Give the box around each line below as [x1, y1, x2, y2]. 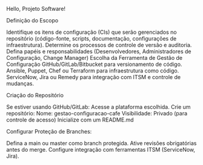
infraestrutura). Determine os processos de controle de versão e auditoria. [6, 42, 192, 48]
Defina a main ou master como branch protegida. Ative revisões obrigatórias [6, 140, 197, 147]
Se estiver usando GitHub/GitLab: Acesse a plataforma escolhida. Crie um [6, 103, 191, 111]
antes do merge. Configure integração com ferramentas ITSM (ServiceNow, [6, 146, 196, 153]
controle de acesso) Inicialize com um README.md [6, 116, 135, 123]
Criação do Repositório [6, 92, 64, 99]
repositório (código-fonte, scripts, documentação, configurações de [6, 35, 177, 42]
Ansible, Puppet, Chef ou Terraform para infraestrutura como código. [6, 67, 179, 74]
